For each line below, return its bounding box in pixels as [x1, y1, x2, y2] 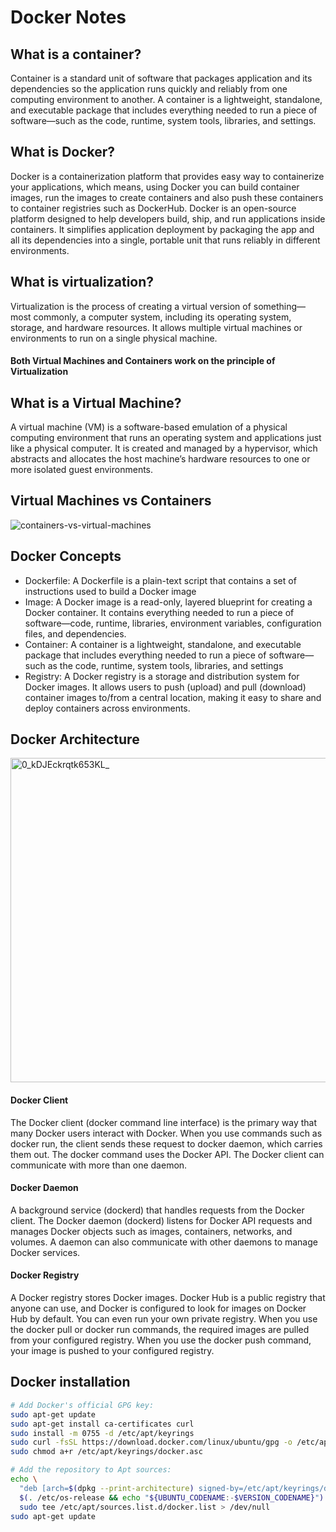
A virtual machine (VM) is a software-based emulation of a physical [10, 421, 288, 433]
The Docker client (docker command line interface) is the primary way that [10, 1116, 318, 1128]
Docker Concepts [10, 548, 122, 565]
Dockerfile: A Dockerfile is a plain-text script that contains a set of [24, 574, 297, 586]
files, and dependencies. [24, 627, 127, 640]
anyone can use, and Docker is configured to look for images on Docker [10, 1302, 307, 1315]
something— [253, 300, 307, 312]
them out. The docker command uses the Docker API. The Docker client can [10, 1148, 325, 1160]
